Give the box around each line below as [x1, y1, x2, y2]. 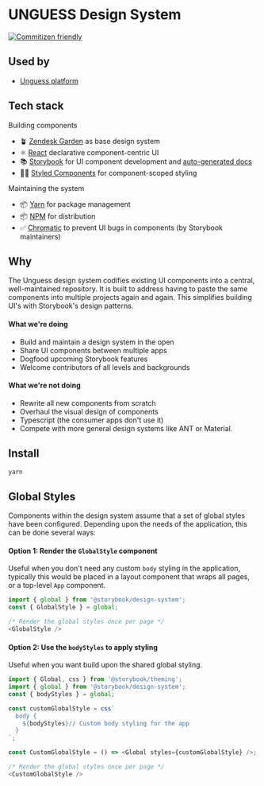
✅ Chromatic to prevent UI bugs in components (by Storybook [19, 223, 224, 232]
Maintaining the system [8, 183, 85, 193]
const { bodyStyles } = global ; [8, 690, 115, 698]
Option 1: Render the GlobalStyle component [8, 546, 158, 555]
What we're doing [8, 319, 69, 329]
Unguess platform [19, 76, 79, 85]
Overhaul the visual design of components [19, 407, 159, 416]
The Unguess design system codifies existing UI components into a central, [8, 276, 255, 286]
